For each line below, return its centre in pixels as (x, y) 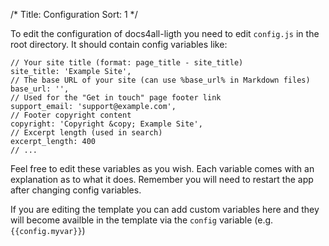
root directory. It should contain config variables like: (119, 44)
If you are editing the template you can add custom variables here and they (165, 209)
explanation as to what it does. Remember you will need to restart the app (162, 179)
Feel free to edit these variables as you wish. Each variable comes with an (162, 168)
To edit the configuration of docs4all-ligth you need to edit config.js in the (165, 33)
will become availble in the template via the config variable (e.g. (142, 220)
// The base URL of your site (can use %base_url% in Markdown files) (160, 80)
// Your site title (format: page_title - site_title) (127, 63)
